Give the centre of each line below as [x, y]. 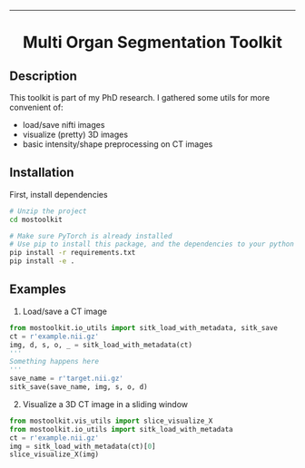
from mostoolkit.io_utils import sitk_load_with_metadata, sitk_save [144, 327]
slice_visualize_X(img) [54, 454]
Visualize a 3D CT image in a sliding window [105, 404]
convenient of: [36, 107]
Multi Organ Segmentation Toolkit [152, 43]
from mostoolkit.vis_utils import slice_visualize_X [111, 421]
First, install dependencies [59, 194]
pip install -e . [42, 261]
